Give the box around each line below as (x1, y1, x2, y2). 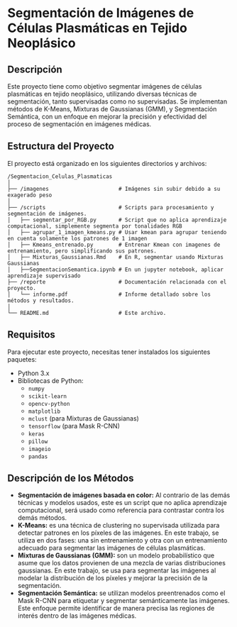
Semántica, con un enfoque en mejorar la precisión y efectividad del (7, 112, 207, 121)
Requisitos (7, 328, 55, 341)
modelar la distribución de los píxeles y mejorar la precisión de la (17, 574, 208, 582)
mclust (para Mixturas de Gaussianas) (28, 414, 140, 423)
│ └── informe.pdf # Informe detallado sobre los (7, 291, 211, 298)
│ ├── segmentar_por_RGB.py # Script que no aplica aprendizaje (7, 216, 227, 223)
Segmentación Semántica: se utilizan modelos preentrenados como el (17, 589, 226, 597)
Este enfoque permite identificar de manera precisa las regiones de (17, 604, 215, 613)
